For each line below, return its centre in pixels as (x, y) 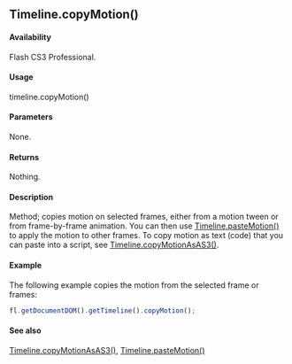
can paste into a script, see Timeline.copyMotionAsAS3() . (114, 245)
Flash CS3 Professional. (53, 57)
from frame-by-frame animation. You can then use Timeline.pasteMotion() (144, 226)
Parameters (31, 117)
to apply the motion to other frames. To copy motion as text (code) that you (146, 236)
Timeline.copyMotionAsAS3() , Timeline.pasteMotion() (107, 350)
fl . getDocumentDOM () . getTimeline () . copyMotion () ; (103, 310)
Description (31, 197)
